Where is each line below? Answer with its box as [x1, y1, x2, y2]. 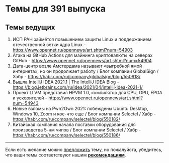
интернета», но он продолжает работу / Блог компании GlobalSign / [12, 68, 159, 74]
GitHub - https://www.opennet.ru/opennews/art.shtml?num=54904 [12, 58, 152, 63]
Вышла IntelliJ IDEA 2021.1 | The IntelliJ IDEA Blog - [12, 79, 119, 85]
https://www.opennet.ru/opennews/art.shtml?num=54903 [12, 47, 133, 53]
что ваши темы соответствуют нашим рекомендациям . [5, 152, 126, 158]
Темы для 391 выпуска [5, 3, 106, 15]
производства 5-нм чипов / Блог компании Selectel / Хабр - [12, 127, 141, 133]
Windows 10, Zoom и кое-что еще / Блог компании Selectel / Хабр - [12, 111, 156, 117]
